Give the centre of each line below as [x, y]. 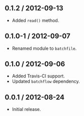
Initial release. [26, 109]
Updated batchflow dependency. [46, 81]
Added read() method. [35, 20]
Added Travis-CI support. [38, 76]
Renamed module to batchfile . [44, 48]
